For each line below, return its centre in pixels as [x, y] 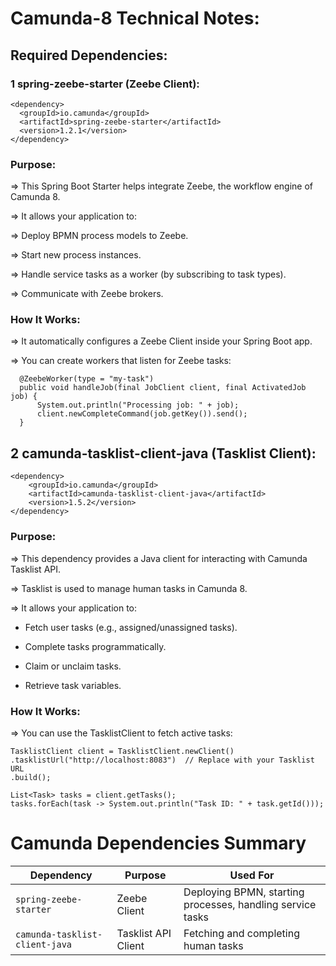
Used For [252, 875]
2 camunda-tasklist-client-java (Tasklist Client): [163, 453]
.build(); [31, 777]
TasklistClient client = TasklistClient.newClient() [122, 751]
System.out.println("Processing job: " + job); [138, 405]
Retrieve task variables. [73, 685]
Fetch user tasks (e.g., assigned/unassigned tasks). [131, 627]
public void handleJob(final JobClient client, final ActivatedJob [163, 388]
